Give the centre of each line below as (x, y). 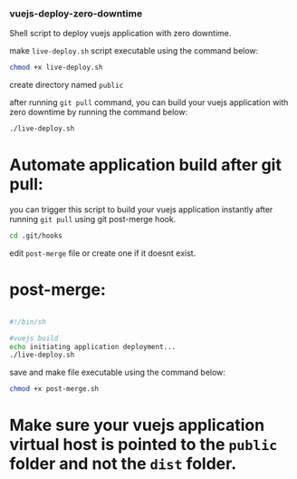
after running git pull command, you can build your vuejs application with (149, 103)
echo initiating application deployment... (93, 347)
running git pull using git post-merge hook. (93, 219)
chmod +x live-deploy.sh (56, 68)
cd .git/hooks (36, 235)
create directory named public (67, 85)
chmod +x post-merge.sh (54, 389)
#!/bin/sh (28, 322)
